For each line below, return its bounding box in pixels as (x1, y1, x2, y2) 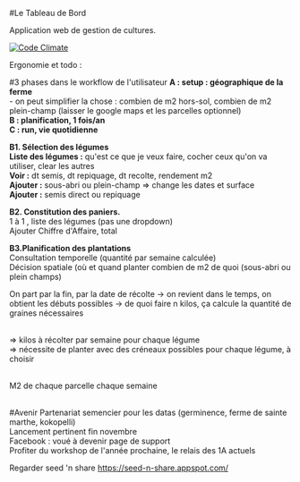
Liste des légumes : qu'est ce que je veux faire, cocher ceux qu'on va (9, 151, 268, 162)
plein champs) (9, 272, 63, 282)
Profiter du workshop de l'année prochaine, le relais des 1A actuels (9, 445, 256, 455)
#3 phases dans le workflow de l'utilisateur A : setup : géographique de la (9, 77, 284, 88)
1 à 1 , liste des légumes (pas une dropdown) (9, 216, 173, 226)
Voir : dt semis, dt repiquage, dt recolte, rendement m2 (9, 170, 213, 181)
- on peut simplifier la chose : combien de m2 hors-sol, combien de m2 (9, 96, 271, 106)
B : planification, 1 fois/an (9, 115, 106, 125)
